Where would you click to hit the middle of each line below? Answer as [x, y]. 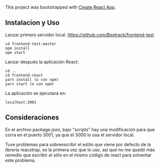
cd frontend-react [24, 75]
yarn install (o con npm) [32, 80]
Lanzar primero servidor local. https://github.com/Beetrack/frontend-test [80, 35]
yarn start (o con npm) [30, 84]
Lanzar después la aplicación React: [42, 62]
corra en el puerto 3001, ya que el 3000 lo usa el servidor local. [70, 135]
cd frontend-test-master [31, 44]
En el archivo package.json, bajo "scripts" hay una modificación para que [80, 129]
